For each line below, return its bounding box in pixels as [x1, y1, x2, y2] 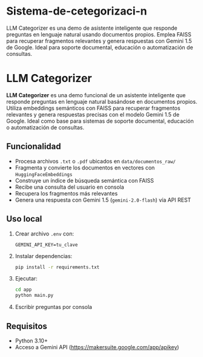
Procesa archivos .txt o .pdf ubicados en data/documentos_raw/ [15, 157, 176, 165]
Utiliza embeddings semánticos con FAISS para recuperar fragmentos [6, 104, 181, 112]
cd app [15, 287, 32, 293]
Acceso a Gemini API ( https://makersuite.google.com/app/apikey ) [15, 343, 179, 350]
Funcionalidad [6, 141, 62, 152]
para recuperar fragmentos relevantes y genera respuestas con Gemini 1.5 [6, 37, 192, 44]
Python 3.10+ [15, 337, 48, 344]
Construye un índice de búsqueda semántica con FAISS [15, 177, 155, 184]
